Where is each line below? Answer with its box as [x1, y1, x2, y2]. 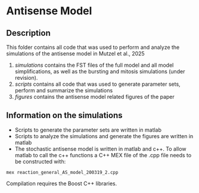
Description [6, 28, 51, 38]
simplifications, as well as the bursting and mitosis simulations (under [14, 68, 185, 75]
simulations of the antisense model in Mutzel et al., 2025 [6, 50, 145, 57]
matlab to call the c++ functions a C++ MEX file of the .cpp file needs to [14, 151, 192, 158]
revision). [14, 74, 38, 81]
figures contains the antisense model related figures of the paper [14, 94, 175, 100]
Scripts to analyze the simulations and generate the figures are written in [14, 132, 194, 139]
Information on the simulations [6, 110, 123, 120]
